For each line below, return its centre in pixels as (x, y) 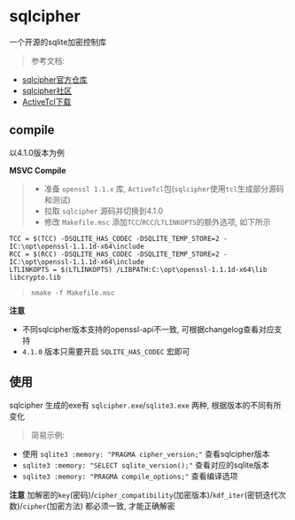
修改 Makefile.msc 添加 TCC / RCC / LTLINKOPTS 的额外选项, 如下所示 (158, 221)
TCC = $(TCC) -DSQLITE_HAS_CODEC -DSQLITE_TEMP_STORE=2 (114, 238)
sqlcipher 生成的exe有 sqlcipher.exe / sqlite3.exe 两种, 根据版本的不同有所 (145, 405)
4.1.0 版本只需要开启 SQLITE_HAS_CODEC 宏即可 (106, 351)
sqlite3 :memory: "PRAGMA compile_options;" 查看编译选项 (130, 476)
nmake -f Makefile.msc (73, 293)
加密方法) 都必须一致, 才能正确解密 (112, 506)
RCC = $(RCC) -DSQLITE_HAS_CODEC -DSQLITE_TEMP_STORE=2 (114, 254)
